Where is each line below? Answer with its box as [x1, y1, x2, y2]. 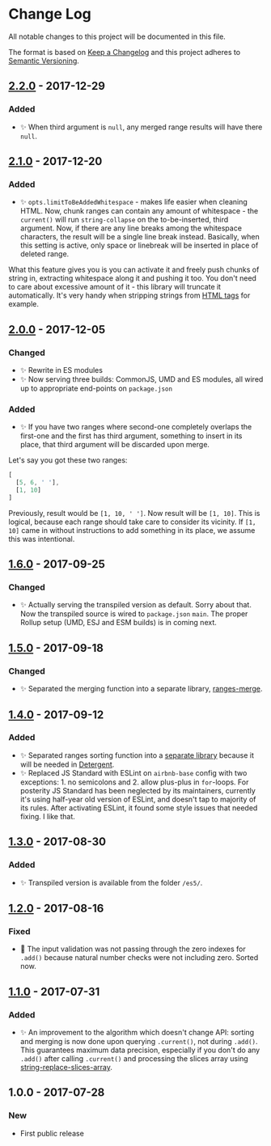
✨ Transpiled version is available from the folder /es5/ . [19, 877, 203, 887]
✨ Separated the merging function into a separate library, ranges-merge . [19, 684, 263, 694]
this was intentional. [8, 534, 75, 543]
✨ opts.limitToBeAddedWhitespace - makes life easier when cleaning [19, 197, 248, 207]
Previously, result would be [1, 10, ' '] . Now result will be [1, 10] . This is [8, 508, 260, 518]
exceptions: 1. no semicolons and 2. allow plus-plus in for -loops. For [19, 777, 249, 787]
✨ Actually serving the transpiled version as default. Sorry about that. [19, 600, 252, 610]
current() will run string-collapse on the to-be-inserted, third [19, 215, 229, 225]
